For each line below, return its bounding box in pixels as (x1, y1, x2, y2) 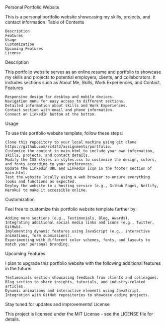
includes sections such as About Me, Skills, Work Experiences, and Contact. (5, 80, 162, 85)
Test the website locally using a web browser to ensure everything (5, 175, 150, 180)
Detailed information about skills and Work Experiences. (5, 103, 128, 108)
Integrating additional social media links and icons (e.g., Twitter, (5, 220, 155, 225)
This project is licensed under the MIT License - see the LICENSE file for (5, 311, 153, 317)
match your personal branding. (5, 242, 70, 247)
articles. (5, 284, 26, 289)
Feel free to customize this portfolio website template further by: (5, 206, 137, 212)
